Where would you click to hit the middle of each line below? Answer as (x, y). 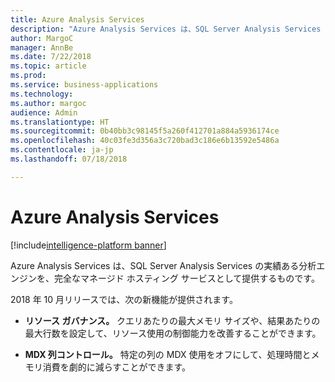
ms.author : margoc (48, 103)
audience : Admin (44, 112)
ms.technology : (42, 94)
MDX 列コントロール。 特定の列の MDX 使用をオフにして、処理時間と (168, 354)
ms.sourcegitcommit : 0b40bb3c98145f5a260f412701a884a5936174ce (145, 131)
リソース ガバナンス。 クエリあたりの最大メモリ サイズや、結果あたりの (172, 320)
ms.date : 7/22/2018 (51, 57)
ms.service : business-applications (84, 85)
